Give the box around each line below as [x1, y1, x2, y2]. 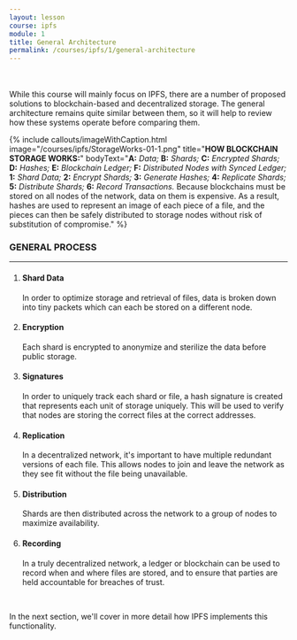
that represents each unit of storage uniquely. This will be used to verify [21, 400, 285, 412]
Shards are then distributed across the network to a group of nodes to [21, 508, 278, 519]
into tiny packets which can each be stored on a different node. [21, 302, 253, 312]
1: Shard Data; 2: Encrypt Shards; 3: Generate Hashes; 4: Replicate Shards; [9, 172, 286, 182]
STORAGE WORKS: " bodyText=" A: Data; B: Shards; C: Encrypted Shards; [9, 153, 280, 164]
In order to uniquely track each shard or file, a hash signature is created [21, 391, 283, 402]
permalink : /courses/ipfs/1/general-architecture [9, 46, 196, 55]
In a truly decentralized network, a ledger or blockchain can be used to [21, 558, 280, 568]
